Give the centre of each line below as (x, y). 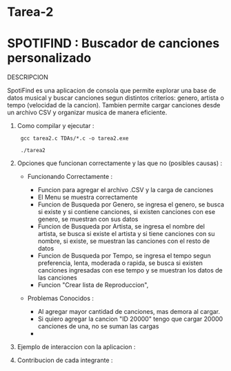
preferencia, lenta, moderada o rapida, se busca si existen (120, 263)
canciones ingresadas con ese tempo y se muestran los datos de (130, 271)
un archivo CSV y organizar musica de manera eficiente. (87, 113)
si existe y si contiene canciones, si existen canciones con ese (127, 212)
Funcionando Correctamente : (70, 177)
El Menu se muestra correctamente (88, 198)
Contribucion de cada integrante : (65, 360)
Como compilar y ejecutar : (56, 126)
